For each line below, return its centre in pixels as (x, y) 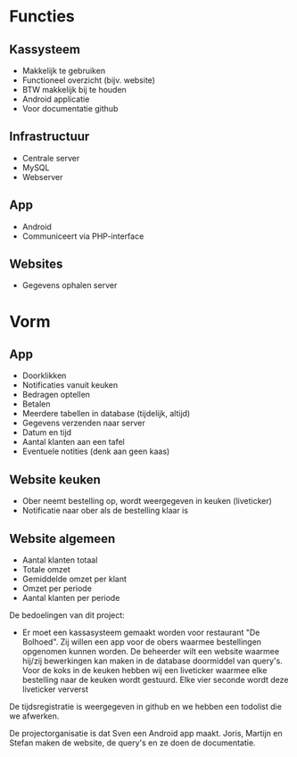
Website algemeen (62, 538)
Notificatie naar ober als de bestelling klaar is (105, 511)
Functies (42, 16)
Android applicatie (56, 99)
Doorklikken (44, 375)
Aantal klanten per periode (71, 598)
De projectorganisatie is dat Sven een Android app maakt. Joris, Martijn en (146, 734)
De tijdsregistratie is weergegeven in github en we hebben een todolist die (146, 707)
